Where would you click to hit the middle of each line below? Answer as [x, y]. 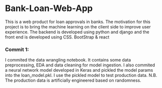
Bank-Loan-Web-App [49, 8]
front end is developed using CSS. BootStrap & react [57, 37]
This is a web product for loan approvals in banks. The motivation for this [78, 22]
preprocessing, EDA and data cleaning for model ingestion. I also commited [80, 65]
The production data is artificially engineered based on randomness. [73, 80]
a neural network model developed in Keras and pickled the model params [79, 70]
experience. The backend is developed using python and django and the [77, 32]
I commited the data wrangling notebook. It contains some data [68, 60]
